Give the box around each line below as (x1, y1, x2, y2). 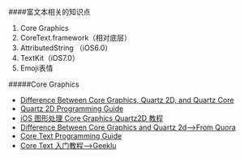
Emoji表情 (19, 63, 54, 73)
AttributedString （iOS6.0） (19, 43, 113, 53)
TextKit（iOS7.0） (19, 53, 79, 62)
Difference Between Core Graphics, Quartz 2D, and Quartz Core (19, 96, 234, 105)
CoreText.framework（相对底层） (19, 33, 132, 42)
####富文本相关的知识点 (8, 7, 91, 16)
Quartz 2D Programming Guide (19, 104, 124, 113)
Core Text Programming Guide (19, 131, 122, 140)
